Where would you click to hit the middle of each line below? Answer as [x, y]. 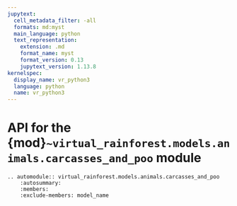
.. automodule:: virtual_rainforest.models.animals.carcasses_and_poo [114, 177]
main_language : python [47, 34]
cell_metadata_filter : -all [55, 21]
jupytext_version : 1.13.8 [58, 67]
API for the [39, 128]
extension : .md [42, 47]
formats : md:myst [39, 27]
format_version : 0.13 [52, 60]
